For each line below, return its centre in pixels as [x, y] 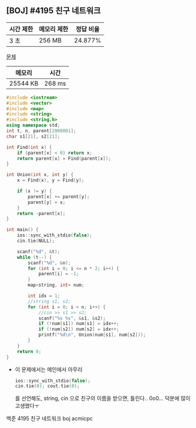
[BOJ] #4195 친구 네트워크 [53, 11]
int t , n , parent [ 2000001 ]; [41, 131]
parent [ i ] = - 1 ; [58, 274]
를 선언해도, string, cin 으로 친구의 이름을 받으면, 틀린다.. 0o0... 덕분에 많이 [102, 398]
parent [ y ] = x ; [47, 202]
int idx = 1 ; [44, 296]
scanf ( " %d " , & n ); [49, 263]
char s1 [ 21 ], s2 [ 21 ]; [33, 136]
